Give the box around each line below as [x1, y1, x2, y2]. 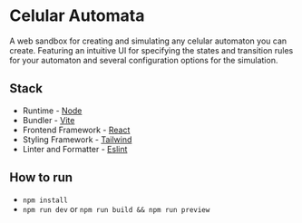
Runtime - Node [22, 105, 83, 116]
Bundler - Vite [22, 114, 75, 125]
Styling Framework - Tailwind [22, 133, 132, 145]
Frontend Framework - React [22, 124, 131, 135]
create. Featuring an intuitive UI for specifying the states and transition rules [9, 44, 294, 55]
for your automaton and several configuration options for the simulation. [9, 54, 278, 65]
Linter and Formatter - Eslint [22, 143, 128, 154]
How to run [9, 170, 73, 186]
